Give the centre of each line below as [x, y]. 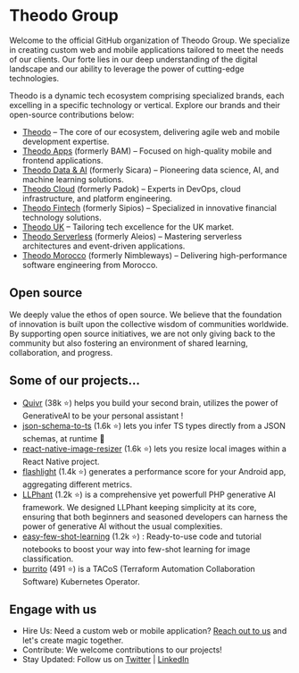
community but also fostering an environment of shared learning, [129, 343]
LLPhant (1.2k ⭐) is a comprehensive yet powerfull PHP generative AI [149, 494]
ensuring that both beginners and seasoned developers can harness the [155, 517]
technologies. [34, 78]
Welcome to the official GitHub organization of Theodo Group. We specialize [149, 40]
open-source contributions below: [72, 114]
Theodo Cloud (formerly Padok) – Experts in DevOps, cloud [131, 189]
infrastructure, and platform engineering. [97, 198]
